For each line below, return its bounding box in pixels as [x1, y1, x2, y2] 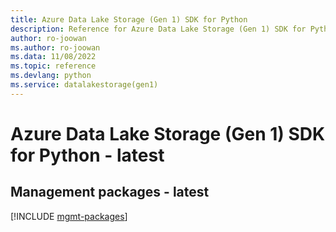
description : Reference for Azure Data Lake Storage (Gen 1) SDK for [10, 24, 307, 34]
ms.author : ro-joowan [10, 42, 101, 53]
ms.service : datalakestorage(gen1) [10, 80, 159, 90]
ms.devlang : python [10, 71, 92, 81]
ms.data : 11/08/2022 [10, 52, 97, 62]
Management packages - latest [10, 184, 210, 201]
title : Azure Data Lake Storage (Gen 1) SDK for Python [10, 14, 248, 25]
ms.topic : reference [10, 61, 97, 71]
